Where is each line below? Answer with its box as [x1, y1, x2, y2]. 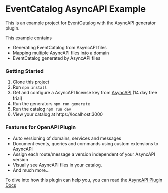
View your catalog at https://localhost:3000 [12, 111, 103, 117]
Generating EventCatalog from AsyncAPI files [12, 44, 107, 50]
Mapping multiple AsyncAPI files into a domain [12, 50, 109, 56]
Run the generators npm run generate [12, 101, 90, 107]
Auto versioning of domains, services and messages [12, 135, 122, 141]
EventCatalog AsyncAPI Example [5, 3, 146, 15]
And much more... [12, 167, 50, 173]
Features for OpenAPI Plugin [5, 124, 76, 131]
